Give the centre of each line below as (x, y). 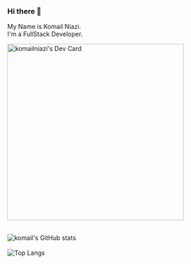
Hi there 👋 (25, 11)
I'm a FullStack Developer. (45, 34)
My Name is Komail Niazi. (44, 27)
